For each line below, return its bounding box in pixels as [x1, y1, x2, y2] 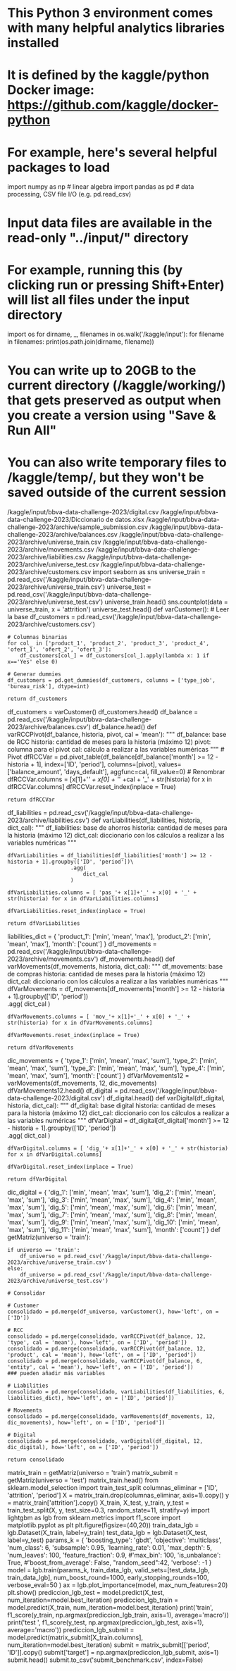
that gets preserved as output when [7, 392, 221, 408]
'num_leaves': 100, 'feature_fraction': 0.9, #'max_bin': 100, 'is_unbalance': [7, 1551, 221, 1559]
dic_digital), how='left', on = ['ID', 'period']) [7, 1443, 159, 1451]
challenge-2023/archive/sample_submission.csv [7, 523, 149, 531]
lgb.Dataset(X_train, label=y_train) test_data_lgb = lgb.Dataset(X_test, [7, 1528, 208, 1536]
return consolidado [7, 1456, 65, 1463]
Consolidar [13, 1289, 46, 1297]
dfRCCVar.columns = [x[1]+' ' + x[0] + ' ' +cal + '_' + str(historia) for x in [7, 775, 213, 783]
